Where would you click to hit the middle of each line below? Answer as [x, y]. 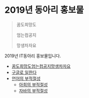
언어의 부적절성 [26, 78]
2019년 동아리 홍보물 [44, 10]
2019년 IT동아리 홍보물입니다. [33, 56]
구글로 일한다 [24, 72]
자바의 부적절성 [33, 91]
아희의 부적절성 [33, 84]
